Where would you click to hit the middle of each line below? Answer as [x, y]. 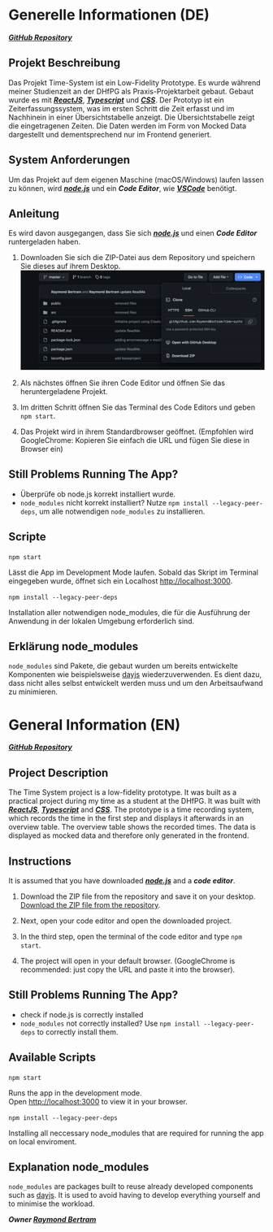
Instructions [40, 861]
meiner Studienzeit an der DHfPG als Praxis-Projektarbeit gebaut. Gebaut [131, 91]
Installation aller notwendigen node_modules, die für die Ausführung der [130, 612]
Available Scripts [52, 1058]
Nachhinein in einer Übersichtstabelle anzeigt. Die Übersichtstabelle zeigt [132, 117]
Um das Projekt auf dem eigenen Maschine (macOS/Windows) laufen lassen [136, 180]
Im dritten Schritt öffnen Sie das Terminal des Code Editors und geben [138, 407]
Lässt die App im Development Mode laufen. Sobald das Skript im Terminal [133, 572]
